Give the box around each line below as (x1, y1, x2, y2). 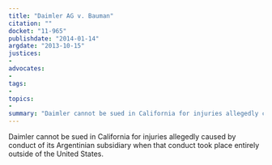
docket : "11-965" (8, 27, 67, 35)
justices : (8, 49, 42, 57)
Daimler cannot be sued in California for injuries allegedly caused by (8, 132, 236, 142)
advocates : (8, 65, 45, 73)
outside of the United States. (8, 149, 104, 159)
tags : (8, 79, 27, 87)
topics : (8, 95, 35, 103)
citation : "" (8, 19, 53, 27)
